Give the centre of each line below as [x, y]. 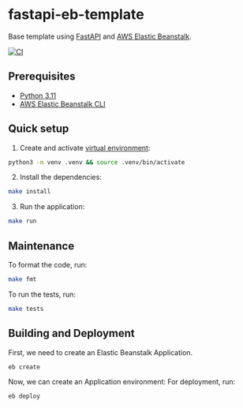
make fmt [22, 279]
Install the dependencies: [61, 177]
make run [22, 221]
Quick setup [39, 129]
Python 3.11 [38, 95]
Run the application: [52, 207]
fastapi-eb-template [76, 15]
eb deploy [24, 396]
